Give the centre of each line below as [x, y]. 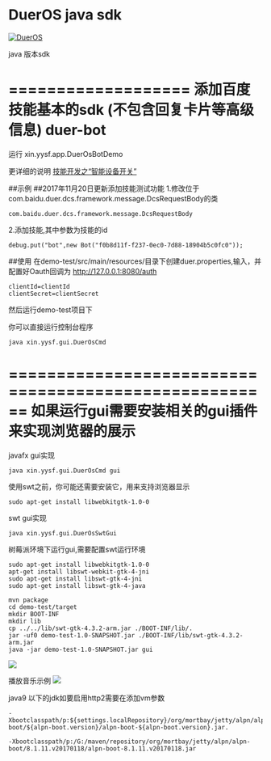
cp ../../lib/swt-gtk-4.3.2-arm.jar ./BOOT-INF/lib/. [101, 628]
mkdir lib [25, 621]
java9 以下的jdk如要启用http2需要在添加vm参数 [87, 698]
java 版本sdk [29, 53]
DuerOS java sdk [65, 15]
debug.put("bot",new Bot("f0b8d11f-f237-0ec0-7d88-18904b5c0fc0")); [126, 245]
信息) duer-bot [57, 130]
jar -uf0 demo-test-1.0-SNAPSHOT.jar [72, 635]
